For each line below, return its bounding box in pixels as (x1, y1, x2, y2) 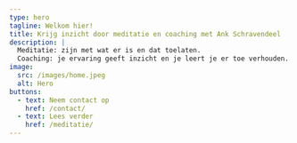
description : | (9, 37, 66, 47)
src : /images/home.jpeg (17, 71, 105, 80)
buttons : (9, 87, 42, 96)
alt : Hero (17, 79, 54, 88)
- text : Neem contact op (17, 95, 110, 105)
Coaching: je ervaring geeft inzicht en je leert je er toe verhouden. (17, 54, 290, 63)
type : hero (9, 12, 50, 22)
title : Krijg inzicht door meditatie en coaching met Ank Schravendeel (9, 29, 281, 38)
